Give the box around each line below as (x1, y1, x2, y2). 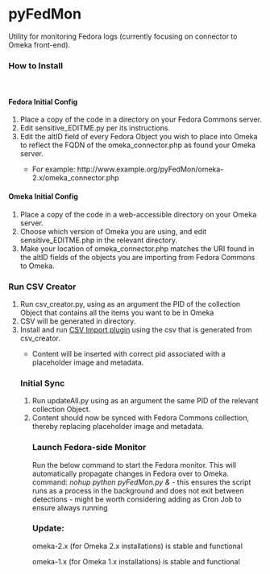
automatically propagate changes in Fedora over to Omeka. (31, 469, 230, 478)
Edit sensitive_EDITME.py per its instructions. (19, 123, 171, 133)
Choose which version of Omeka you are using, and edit (19, 226, 207, 236)
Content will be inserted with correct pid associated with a (31, 349, 226, 358)
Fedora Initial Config (8, 97, 78, 106)
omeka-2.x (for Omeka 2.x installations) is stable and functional (31, 541, 243, 551)
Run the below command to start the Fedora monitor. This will (31, 460, 237, 469)
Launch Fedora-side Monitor (31, 442, 147, 453)
